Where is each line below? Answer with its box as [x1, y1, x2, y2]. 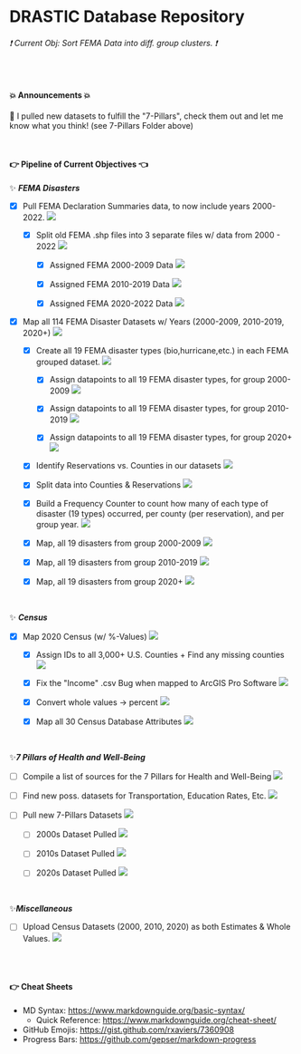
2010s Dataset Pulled [35, 848, 116, 859]
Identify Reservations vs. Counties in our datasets [35, 460, 221, 471]
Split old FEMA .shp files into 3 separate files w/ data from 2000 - [35, 229, 281, 240]
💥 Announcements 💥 [9, 89, 91, 101]
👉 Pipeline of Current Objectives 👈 [9, 159, 149, 169]
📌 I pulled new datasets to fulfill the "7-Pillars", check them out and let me [9, 111, 284, 121]
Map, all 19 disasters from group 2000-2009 [35, 537, 202, 548]
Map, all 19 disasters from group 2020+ [35, 575, 183, 586]
